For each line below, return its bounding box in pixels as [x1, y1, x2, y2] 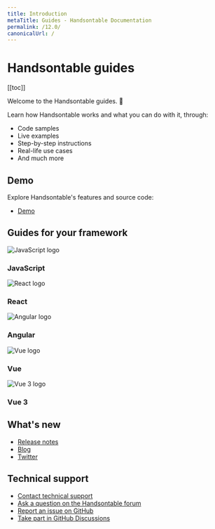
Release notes [17, 437, 59, 446]
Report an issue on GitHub [17, 507, 94, 515]
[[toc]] [7, 84, 26, 92]
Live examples [17, 131, 60, 141]
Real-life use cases [17, 147, 73, 155]
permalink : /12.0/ [7, 23, 61, 30]
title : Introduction [7, 10, 68, 18]
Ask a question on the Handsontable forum [17, 499, 141, 507]
